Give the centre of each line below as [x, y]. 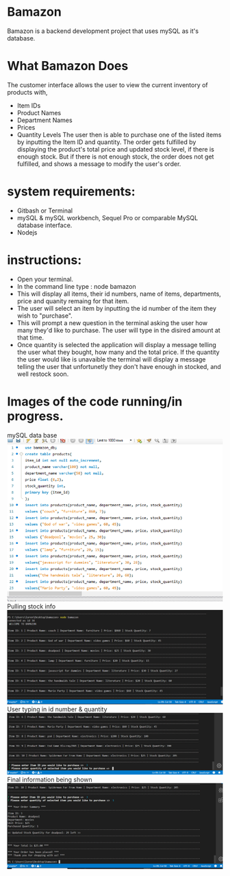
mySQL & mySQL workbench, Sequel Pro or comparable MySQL [107, 217]
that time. [30, 338]
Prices [26, 127]
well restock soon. [43, 374]
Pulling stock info [31, 606]
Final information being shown [50, 779]
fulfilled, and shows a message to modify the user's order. [99, 164]
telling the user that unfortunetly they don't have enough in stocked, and [119, 366]
